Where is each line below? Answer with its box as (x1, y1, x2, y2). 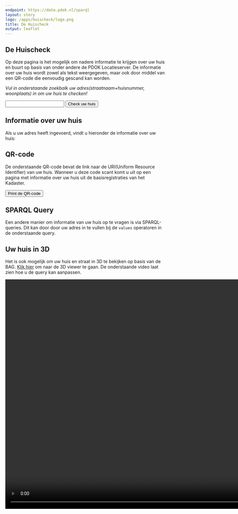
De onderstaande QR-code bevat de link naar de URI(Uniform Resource (5, 164, 155, 170)
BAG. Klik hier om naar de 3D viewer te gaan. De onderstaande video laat (5, 264, 159, 270)
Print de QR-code (8, 191, 41, 196)
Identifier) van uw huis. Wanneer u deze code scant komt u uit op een (5, 169, 151, 175)
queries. (5, 225, 23, 231)
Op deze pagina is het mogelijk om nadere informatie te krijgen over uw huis (5, 59, 165, 65)
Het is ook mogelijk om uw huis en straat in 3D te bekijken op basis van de (5, 259, 161, 265)
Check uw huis (68, 101, 96, 107)
